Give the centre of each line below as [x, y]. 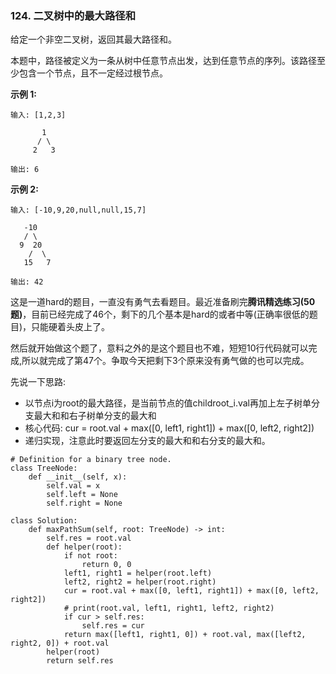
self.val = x [73, 486]
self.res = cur [113, 626]
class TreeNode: [44, 468]
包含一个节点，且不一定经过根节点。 [93, 73]
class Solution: [44, 521]
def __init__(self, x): [78, 477]
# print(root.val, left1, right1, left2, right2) [169, 608]
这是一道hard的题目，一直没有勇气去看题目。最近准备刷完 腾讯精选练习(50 [163, 302]
